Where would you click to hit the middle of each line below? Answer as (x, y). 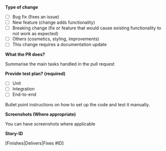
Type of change (22, 7)
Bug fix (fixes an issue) (36, 17)
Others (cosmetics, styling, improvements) (56, 39)
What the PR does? (25, 55)
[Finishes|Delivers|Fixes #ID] (34, 143)
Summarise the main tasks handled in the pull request (60, 64)
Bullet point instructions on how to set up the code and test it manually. (78, 104)
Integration (23, 89)
